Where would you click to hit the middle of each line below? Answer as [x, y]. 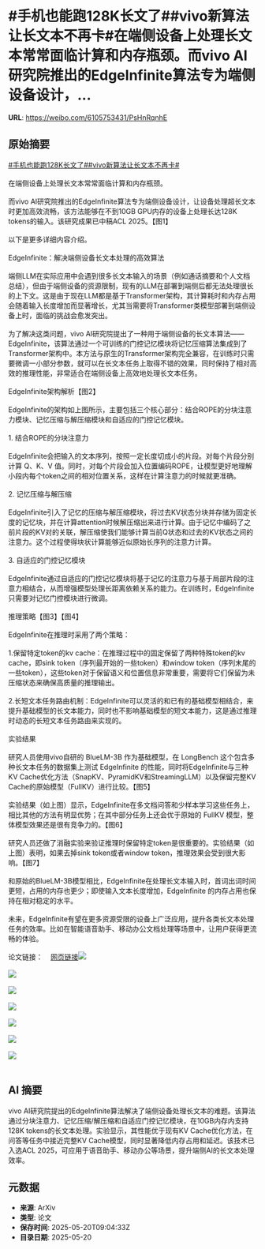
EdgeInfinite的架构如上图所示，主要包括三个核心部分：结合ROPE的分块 [123, 409]
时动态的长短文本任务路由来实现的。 [67, 720]
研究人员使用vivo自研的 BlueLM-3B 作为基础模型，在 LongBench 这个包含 [128, 757]
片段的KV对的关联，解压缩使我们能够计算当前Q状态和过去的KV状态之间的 [134, 532]
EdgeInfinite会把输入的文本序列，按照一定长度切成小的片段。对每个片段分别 [131, 456]
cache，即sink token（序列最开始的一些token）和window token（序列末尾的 [132, 662]
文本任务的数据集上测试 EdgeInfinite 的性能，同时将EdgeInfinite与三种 [135, 767]
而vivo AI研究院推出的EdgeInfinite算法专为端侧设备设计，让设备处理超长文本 [132, 201]
